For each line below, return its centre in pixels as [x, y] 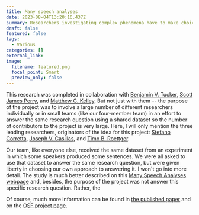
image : [14, 61]
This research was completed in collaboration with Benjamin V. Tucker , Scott [99, 95]
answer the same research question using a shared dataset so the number [97, 120]
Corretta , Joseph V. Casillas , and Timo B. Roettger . [68, 139]
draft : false [22, 28]
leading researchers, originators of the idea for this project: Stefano [88, 132]
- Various [23, 45]
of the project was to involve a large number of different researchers [90, 107]
